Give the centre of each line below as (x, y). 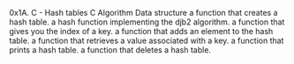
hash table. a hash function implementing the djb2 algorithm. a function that (147, 22)
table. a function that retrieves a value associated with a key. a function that (147, 40)
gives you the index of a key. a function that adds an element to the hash (141, 31)
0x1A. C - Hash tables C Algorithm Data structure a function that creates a (143, 13)
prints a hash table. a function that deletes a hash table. (110, 50)
